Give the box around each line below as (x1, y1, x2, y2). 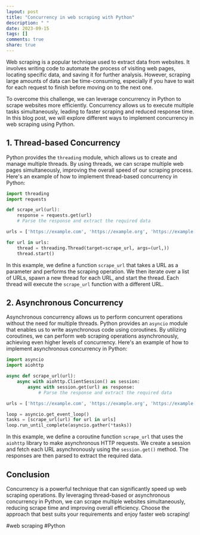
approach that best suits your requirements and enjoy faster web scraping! (6, 511, 190, 518)
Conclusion (6, 469, 50, 480)
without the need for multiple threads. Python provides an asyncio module (6, 320, 188, 327)
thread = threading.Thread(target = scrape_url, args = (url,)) (17, 245, 170, 251)
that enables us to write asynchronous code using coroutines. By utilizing (6, 326, 187, 333)
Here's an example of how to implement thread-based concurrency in (6, 172, 178, 180)
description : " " (6, 20, 50, 26)
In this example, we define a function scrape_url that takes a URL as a (6, 261, 179, 268)
